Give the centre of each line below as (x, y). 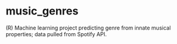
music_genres (42, 11)
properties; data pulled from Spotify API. (56, 34)
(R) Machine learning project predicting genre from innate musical (88, 28)
